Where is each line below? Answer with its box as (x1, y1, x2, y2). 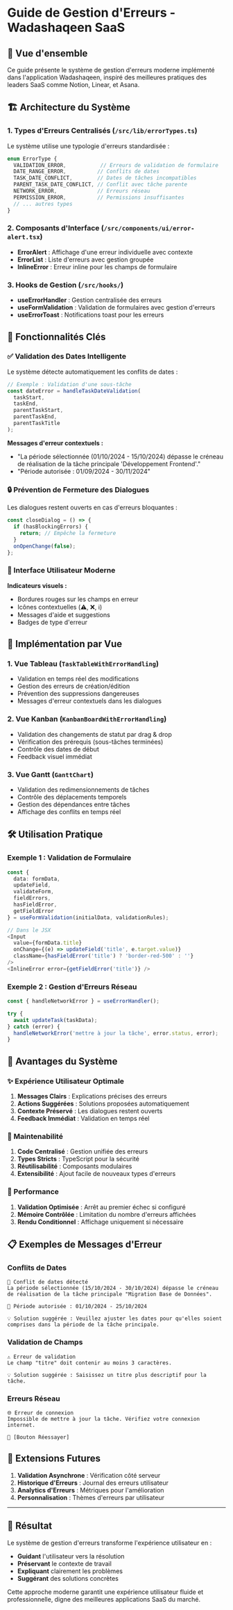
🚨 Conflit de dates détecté (7, 1279, 89, 1286)
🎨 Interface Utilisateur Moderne (7, 566, 116, 575)
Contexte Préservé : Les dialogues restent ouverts (17, 1107, 163, 1115)
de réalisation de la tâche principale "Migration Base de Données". (7, 1291, 213, 1298)
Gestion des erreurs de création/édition (17, 682, 130, 690)
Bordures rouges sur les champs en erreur (17, 595, 139, 603)
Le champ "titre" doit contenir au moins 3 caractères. (7, 1359, 172, 1366)
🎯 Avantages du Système (7, 1055, 118, 1067)
